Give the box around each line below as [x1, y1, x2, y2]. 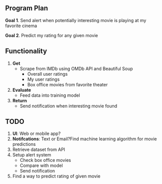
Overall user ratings [27, 71, 68, 77]
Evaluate [12, 87, 31, 93]
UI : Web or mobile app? [12, 130, 61, 137]
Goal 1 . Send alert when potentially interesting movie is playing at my [5, 17, 147, 23]
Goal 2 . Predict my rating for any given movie [5, 32, 98, 38]
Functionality [5, 47, 47, 56]
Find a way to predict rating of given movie [12, 173, 101, 179]
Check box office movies [19, 157, 71, 163]
